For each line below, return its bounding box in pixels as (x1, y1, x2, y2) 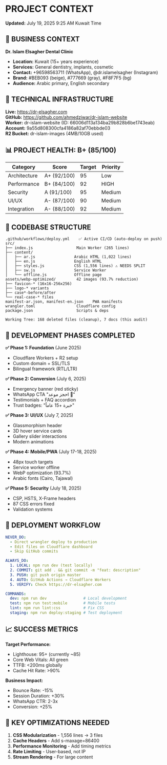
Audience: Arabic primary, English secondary (12, 80, 110, 86)
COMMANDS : (5, 591, 27, 597)
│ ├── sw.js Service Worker (5, 268, 107, 273)
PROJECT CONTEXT (5, 3, 94, 15)
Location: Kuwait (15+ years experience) (12, 58, 99, 65)
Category (12, 163, 36, 171)
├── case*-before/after (5, 290, 56, 295)
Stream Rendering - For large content (12, 754, 93, 760)
